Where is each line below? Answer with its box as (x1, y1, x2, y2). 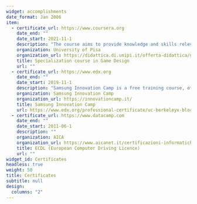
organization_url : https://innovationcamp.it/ (16, 96, 133, 102)
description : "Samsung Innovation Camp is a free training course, (16, 85, 185, 91)
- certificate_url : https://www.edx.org (11, 69, 111, 75)
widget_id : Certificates (6, 156, 67, 162)
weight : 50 (6, 167, 33, 173)
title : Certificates (6, 173, 57, 179)
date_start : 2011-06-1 (16, 123, 72, 129)
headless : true (6, 162, 43, 168)
